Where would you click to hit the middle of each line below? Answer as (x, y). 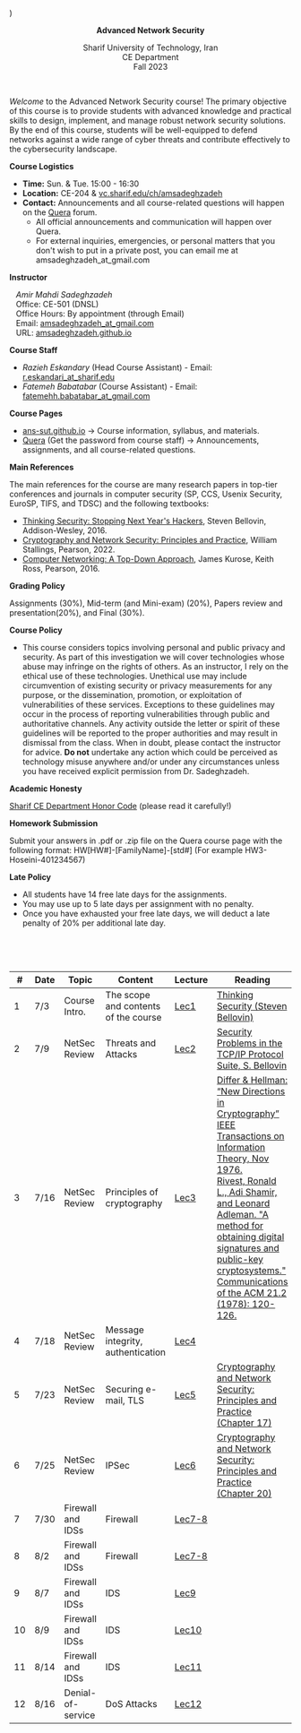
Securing (125, 1389)
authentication (136, 1352)
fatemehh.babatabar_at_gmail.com (86, 396)
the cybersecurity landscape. (64, 149)
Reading (252, 980)
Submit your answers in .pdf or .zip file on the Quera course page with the (146, 841)
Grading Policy (37, 586)
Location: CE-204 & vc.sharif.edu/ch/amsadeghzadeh (122, 193)
